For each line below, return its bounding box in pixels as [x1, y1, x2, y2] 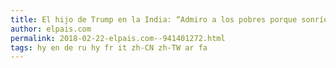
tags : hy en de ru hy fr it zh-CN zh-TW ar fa [10, 42, 208, 53]
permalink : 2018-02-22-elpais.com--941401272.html [10, 33, 226, 43]
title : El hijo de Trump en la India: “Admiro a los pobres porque [10, 14, 298, 25]
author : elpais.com [10, 24, 92, 34]
